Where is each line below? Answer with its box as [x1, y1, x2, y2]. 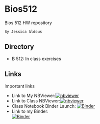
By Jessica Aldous [4, 29, 42, 34]
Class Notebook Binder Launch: [11, 103, 76, 109]
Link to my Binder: [11, 108, 49, 114]
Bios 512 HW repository [4, 20, 52, 26]
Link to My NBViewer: [11, 93, 56, 98]
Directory [4, 43, 34, 51]
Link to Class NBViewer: [11, 97, 61, 104]
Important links [4, 83, 35, 89]
